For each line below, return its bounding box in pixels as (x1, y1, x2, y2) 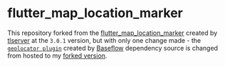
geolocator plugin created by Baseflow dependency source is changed (7, 43, 219, 52)
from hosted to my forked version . (7, 51, 108, 60)
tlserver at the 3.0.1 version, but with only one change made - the (7, 36, 202, 44)
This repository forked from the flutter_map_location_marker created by (7, 29, 218, 37)
